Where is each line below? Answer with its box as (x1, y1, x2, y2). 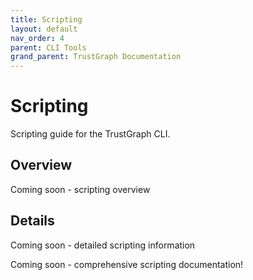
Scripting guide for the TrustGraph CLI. (10, 128, 171, 140)
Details (10, 212, 55, 230)
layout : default (10, 24, 78, 34)
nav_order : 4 (10, 33, 65, 43)
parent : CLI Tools (10, 42, 87, 53)
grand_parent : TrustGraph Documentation (10, 52, 182, 62)
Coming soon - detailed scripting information (10, 239, 196, 251)
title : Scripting (10, 14, 83, 25)
